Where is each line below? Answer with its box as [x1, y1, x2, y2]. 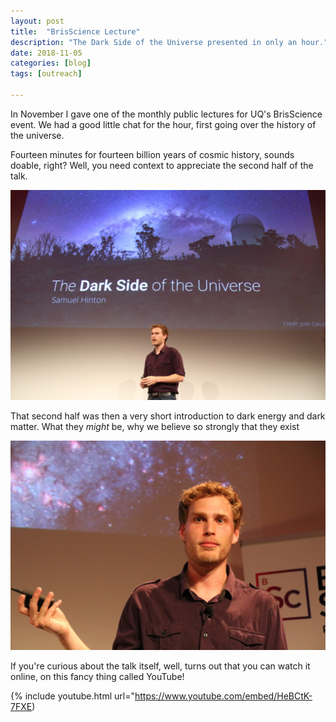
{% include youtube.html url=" [10, 690, 135, 702]
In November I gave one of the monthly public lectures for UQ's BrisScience [10, 108, 323, 120]
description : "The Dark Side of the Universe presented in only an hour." [10, 37, 329, 47]
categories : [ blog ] [10, 58, 92, 69]
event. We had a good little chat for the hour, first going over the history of [10, 118, 317, 130]
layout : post [10, 16, 65, 26]
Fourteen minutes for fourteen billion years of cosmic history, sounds [10, 148, 295, 160]
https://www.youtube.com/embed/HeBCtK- [134, 690, 313, 702]
